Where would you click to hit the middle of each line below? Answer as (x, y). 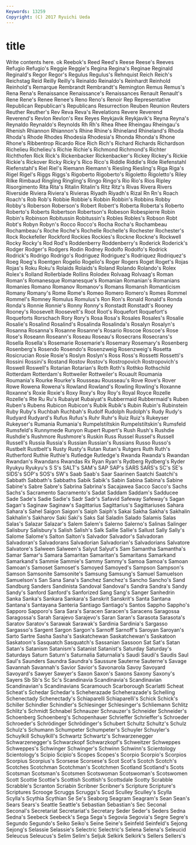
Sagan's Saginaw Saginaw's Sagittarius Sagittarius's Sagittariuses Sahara (95, 505)
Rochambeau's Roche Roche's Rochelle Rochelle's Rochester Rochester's (95, 231)
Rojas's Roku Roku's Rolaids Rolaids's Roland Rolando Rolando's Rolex (91, 268)
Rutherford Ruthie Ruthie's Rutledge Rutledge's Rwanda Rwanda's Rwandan (98, 455)
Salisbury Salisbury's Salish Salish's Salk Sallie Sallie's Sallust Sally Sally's (95, 530)
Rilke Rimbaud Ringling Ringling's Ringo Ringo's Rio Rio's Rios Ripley (89, 181)
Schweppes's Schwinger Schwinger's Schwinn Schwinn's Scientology (91, 749)
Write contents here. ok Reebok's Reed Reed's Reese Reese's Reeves (90, 62)
